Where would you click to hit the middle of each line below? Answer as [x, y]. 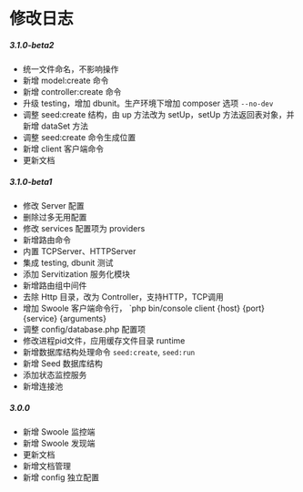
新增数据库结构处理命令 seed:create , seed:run [109, 353]
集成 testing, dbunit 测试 [68, 263]
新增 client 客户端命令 [63, 149]
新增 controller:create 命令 [72, 92]
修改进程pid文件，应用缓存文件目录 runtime [104, 341]
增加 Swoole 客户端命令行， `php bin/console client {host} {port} [144, 308]
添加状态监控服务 [55, 375]
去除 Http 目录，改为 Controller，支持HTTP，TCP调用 [123, 297]
